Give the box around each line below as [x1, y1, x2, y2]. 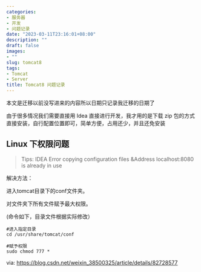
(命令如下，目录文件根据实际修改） [6, 213, 94, 220]
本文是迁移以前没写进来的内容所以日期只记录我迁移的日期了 [6, 99, 155, 106]
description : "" [6, 37, 47, 43]
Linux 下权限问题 [6, 139, 70, 149]
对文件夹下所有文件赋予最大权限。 [6, 200, 91, 207]
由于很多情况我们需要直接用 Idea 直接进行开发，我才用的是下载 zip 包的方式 [6, 112, 195, 119]
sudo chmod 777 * [6, 248, 50, 254]
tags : [6, 65, 20, 71]
